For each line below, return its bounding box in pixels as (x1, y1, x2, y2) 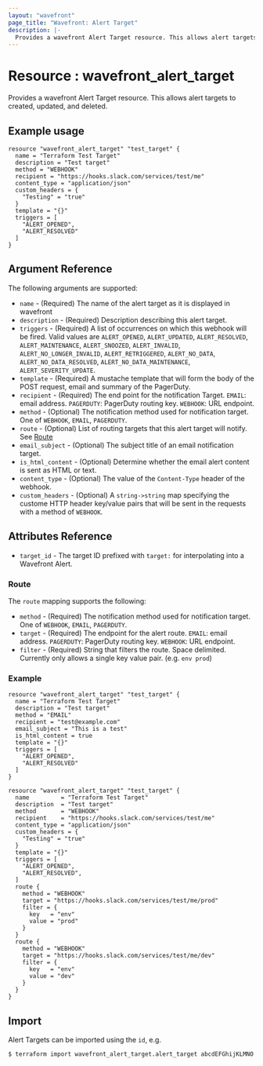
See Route (19, 432, 53, 441)
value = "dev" (28, 973, 76, 980)
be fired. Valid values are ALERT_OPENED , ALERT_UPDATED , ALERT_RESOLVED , (19, 331, 248, 341)
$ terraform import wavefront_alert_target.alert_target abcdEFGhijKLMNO (8, 1050, 254, 1058)
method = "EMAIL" (15, 711, 72, 719)
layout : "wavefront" (8, 11, 76, 20)
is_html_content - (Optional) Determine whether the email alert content (19, 457, 250, 466)
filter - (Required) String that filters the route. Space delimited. (19, 644, 227, 654)
